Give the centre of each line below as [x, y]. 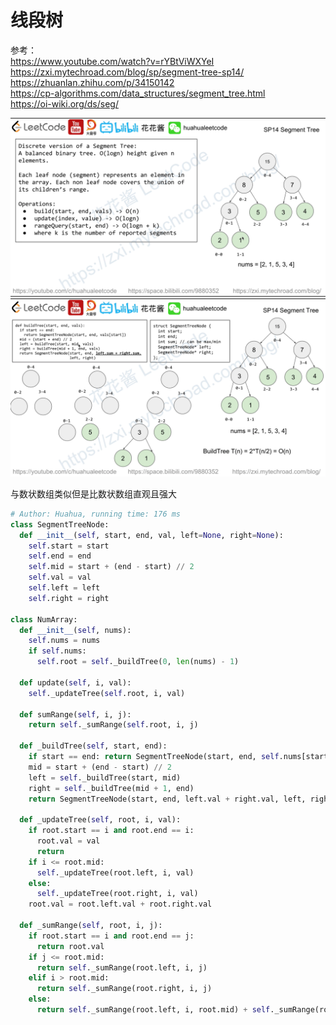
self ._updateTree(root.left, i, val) [115, 872]
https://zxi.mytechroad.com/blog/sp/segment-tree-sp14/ [127, 72]
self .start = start [69, 546]
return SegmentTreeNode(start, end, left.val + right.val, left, [167, 799]
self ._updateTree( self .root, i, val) [107, 693]
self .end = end [60, 556]
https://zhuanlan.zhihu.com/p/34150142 [92, 82]
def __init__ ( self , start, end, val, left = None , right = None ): [151, 535]
